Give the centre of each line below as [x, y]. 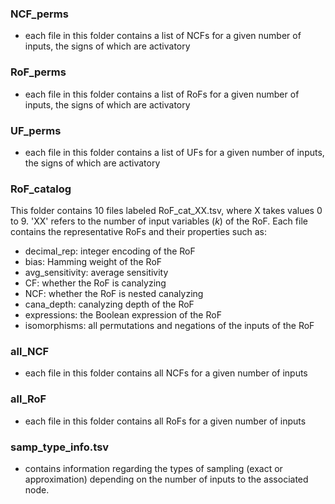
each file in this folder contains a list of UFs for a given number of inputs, [174, 152]
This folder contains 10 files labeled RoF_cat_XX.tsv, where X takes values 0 [166, 211]
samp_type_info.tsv [60, 447]
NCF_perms [39, 14]
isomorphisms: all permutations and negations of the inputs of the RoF [169, 326]
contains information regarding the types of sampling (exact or [153, 469]
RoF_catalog [41, 189]
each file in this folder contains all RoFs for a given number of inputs [165, 421]
